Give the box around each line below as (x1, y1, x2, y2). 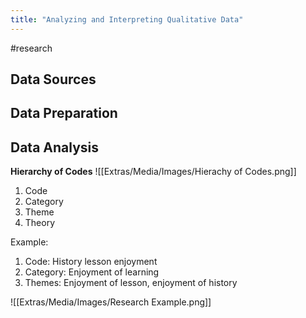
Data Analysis (10, 139, 100, 156)
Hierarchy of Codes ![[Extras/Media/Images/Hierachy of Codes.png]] (10, 166, 297, 178)
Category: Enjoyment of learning (24, 266, 160, 278)
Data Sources (10, 71, 97, 88)
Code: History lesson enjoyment (24, 256, 158, 268)
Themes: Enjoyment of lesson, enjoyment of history (24, 277, 238, 289)
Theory (24, 217, 56, 229)
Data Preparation (10, 105, 118, 122)
